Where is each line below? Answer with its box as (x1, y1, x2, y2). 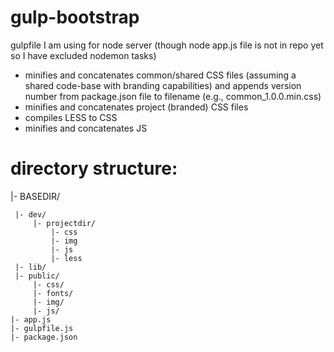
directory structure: (10, 157, 178, 180)
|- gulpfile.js (10, 323, 74, 333)
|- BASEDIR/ (10, 190, 61, 202)
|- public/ (14, 271, 60, 281)
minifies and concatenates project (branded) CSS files (24, 101, 249, 113)
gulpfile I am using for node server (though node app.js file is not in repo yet (10, 39, 324, 51)
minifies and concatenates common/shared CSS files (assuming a (24, 69, 297, 81)
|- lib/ (14, 262, 47, 272)
